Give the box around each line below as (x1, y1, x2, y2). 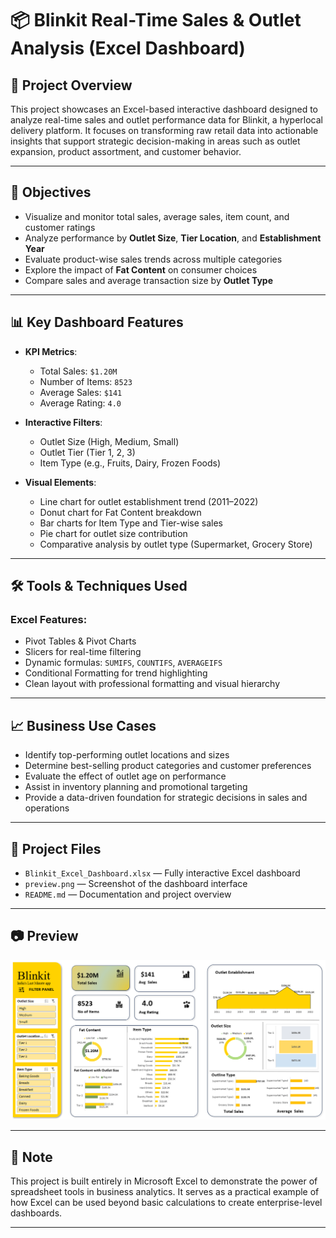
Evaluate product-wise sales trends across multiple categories (24, 253, 283, 265)
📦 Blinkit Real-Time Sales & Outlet (10, 9, 302, 32)
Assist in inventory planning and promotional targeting (24, 781, 248, 793)
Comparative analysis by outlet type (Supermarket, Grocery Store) (39, 538, 313, 550)
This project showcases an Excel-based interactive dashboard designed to (10, 103, 318, 115)
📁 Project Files (10, 840, 102, 857)
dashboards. (10, 1207, 63, 1219)
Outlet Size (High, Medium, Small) (39, 435, 180, 447)
